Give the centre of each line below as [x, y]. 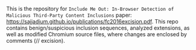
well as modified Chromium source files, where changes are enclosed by [96, 34]
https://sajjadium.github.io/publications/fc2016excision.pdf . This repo [93, 21]
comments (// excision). [36, 41]
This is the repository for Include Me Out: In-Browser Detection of [90, 9]
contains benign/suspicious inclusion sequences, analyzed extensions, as [98, 28]
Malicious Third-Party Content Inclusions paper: [69, 15]
